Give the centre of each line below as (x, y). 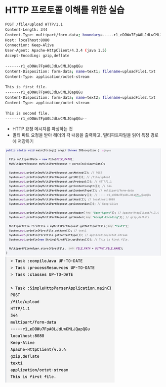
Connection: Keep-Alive (30, 45)
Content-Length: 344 (26, 30)
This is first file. (26, 87)
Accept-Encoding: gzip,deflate (37, 56)
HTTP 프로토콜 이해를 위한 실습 (65, 10)
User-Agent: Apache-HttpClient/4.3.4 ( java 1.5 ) (56, 51)
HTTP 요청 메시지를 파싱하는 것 (42, 129)
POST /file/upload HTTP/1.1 (34, 24)
